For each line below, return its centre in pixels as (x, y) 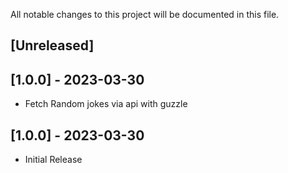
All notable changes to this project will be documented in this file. (145, 14)
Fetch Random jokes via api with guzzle (106, 104)
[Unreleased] (52, 45)
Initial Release (53, 160)
